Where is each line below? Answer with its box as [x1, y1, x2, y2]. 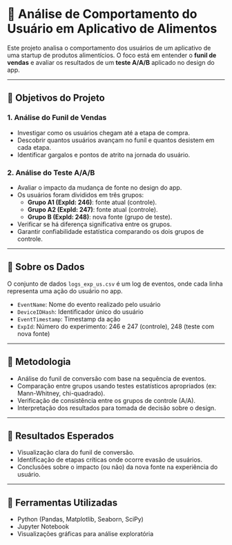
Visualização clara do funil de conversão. [17, 448, 135, 457]
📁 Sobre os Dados [7, 261, 85, 273]
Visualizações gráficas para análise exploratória [17, 530, 154, 538]
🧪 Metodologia [7, 356, 71, 368]
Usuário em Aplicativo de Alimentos [7, 21, 217, 37]
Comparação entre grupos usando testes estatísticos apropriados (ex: [17, 381, 217, 390]
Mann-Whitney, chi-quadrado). [17, 389, 106, 397]
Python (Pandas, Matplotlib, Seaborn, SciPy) [17, 515, 144, 524]
